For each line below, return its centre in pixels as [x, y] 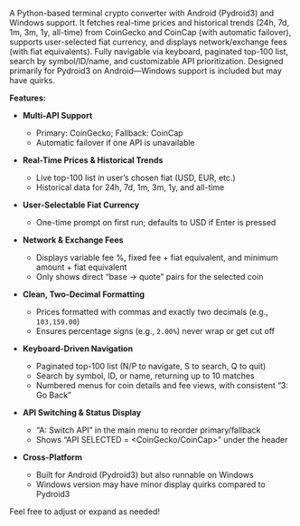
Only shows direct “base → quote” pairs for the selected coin [150, 277]
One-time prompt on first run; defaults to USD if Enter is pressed [156, 222]
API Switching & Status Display [82, 412]
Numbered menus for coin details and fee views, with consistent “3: [162, 385]
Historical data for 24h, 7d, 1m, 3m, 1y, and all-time [130, 187]
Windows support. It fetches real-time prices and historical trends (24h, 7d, [150, 23]
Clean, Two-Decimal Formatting [84, 294]
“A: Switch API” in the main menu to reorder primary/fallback [148, 430]
